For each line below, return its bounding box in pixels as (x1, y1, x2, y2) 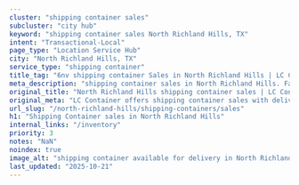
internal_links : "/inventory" (9, 121, 122, 130)
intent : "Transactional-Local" (9, 37, 125, 47)
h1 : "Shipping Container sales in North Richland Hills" (9, 112, 225, 121)
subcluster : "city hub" (9, 21, 98, 30)
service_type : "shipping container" (9, 63, 145, 72)
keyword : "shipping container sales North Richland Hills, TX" (9, 29, 249, 38)
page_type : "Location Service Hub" (9, 46, 141, 55)
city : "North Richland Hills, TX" (9, 54, 138, 63)
